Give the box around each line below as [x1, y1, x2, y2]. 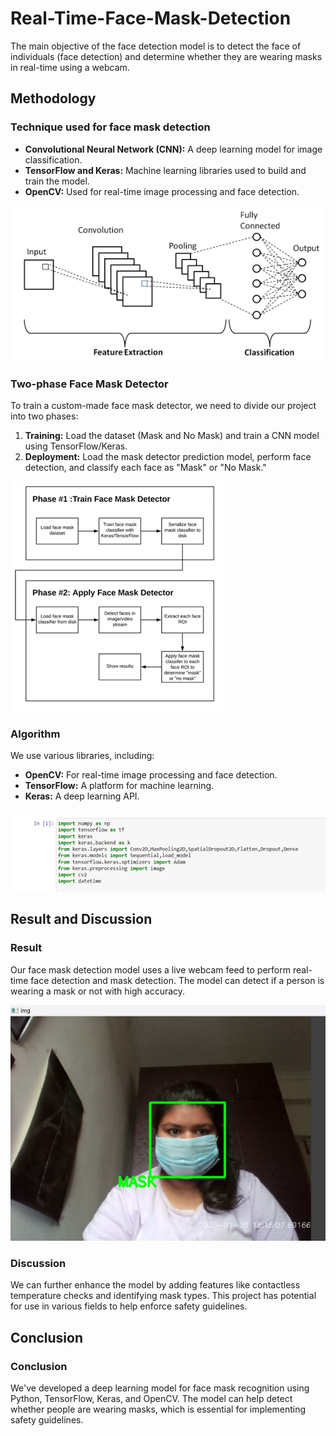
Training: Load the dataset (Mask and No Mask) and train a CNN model [24, 429, 320, 441]
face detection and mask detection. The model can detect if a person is [30, 974, 325, 986]
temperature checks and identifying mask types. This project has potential [10, 1290, 317, 1302]
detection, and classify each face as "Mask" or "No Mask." [24, 461, 267, 473]
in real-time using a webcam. [10, 61, 130, 73]
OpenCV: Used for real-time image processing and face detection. [24, 185, 300, 197]
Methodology [10, 90, 97, 107]
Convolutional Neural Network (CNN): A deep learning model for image [24, 143, 323, 155]
